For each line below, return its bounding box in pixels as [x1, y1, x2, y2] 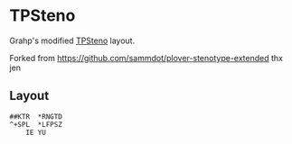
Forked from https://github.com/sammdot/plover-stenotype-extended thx [9, 52, 283, 63]
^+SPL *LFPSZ [9, 120, 63, 129]
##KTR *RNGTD [9, 112, 63, 121]
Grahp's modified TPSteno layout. [9, 35, 136, 46]
